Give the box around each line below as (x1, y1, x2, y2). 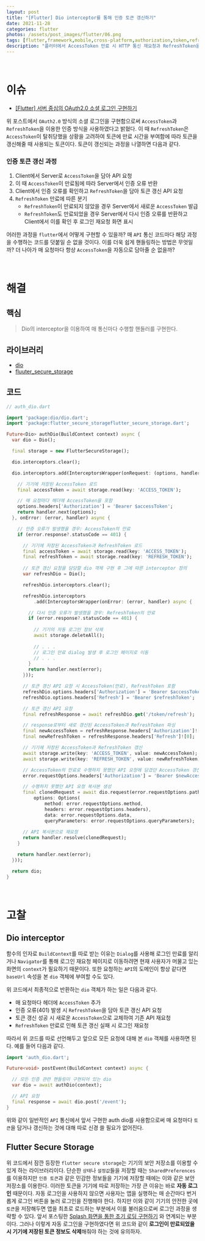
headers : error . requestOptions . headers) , (45, 806, 151, 812)
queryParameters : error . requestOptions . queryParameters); (45, 818, 195, 824)
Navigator (17, 958, 43, 965)
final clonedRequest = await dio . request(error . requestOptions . (22, 789, 190, 796)
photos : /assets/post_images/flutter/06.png (6, 32, 121, 38)
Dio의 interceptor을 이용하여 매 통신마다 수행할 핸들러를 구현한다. (21, 325, 178, 333)
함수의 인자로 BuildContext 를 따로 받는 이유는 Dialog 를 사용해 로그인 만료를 (6, 950, 187, 957)
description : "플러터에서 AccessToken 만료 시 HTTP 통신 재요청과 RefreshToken (6, 43, 196, 49)
